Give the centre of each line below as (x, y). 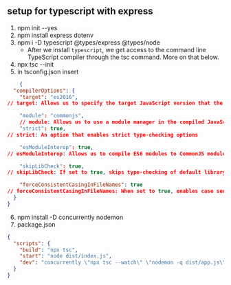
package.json (36, 224)
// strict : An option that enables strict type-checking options (103, 135)
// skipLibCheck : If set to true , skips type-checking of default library (117, 172)
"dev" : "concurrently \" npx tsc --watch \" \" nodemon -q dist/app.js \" (123, 263)
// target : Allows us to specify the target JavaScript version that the (115, 103)
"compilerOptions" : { (44, 91)
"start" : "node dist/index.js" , (66, 256)
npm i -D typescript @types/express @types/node (88, 42)
